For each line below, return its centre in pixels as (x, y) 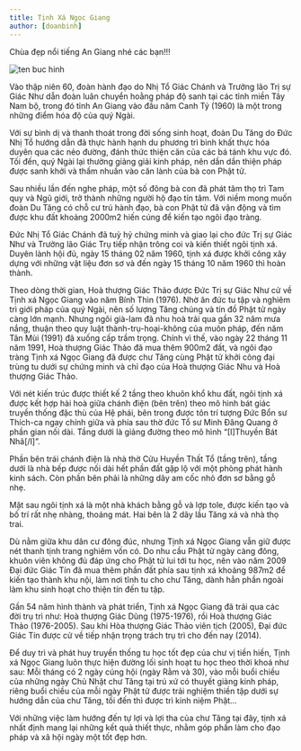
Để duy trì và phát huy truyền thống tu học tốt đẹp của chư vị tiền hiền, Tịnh (150, 652)
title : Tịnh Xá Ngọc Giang (60, 18)
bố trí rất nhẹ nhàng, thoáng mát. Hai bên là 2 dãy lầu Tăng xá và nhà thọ (144, 514)
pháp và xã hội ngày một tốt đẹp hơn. (79, 737)
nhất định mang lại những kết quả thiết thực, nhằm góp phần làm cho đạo (145, 727)
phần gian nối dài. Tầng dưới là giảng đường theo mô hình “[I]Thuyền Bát (144, 432)
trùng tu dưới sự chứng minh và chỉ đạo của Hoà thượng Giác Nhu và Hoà (145, 366)
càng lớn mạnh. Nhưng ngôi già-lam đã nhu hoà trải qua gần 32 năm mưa (145, 318)
